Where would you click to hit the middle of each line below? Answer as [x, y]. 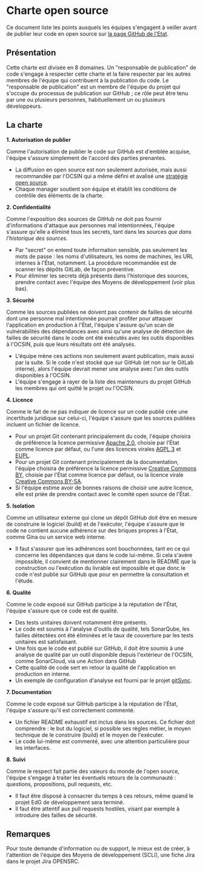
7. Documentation [29, 692]
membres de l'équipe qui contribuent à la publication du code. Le [88, 80]
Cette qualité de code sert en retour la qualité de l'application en [95, 667]
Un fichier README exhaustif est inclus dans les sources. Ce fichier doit [105, 722]
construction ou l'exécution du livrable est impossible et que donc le [100, 568]
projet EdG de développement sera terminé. [70, 802]
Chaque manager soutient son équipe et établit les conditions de [96, 189]
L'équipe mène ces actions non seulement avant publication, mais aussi [105, 356]
